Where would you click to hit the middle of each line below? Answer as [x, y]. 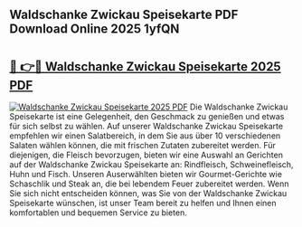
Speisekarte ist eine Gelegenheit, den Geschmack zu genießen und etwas [147, 116]
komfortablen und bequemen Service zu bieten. [98, 213]
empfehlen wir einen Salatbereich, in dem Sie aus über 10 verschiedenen [145, 136]
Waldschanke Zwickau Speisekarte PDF [124, 15]
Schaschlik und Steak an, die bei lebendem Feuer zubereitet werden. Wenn [149, 184]
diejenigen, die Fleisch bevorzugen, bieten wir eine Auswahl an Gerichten [146, 155]
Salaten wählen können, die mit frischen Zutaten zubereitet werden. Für [142, 145]
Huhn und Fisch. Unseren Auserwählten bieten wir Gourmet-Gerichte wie [146, 174]
